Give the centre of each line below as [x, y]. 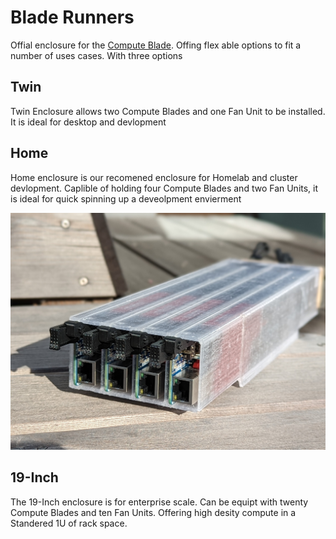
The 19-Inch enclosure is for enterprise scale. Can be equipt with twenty [159, 502]
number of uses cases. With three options [96, 55]
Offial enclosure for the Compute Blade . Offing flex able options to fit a [156, 45]
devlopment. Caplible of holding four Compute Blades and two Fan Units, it [164, 188]
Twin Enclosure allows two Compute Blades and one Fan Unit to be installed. [168, 111]
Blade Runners [72, 17]
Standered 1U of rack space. [69, 523]
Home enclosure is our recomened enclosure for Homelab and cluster [154, 177]
